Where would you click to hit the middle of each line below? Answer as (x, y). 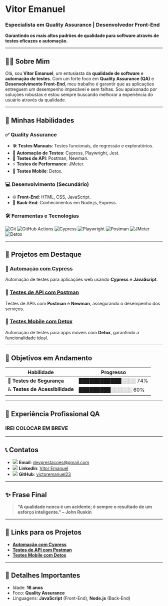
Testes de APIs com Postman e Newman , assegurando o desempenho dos (83, 303)
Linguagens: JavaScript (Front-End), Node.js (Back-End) (71, 598)
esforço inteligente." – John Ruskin (54, 512)
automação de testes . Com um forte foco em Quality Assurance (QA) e (79, 79)
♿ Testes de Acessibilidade (41, 389)
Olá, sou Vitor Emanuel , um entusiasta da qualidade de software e (74, 73)
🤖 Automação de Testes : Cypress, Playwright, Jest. (66, 153)
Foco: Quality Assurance (38, 593)
